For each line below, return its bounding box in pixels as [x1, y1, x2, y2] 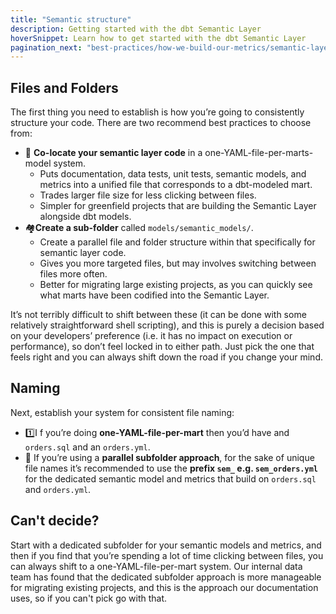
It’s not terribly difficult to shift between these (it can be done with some [10, 309, 307, 321]
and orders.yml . [24, 483, 92, 495]
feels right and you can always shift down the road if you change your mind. [10, 351, 323, 363]
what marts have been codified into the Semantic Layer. [39, 289, 270, 301]
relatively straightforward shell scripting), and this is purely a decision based [10, 319, 325, 331]
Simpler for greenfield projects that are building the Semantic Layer [39, 200, 317, 212]
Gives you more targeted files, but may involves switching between [39, 257, 317, 270]
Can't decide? [10, 512, 100, 530]
